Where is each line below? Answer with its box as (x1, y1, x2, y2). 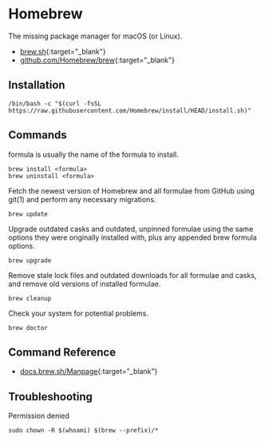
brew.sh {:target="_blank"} (19, 46, 106, 56)
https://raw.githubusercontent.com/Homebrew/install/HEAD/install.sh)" (8, 106, 251, 114)
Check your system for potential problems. (8, 309, 149, 318)
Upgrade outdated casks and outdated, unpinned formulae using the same (8, 224, 254, 233)
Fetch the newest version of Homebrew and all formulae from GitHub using (8, 185, 255, 196)
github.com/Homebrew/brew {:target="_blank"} (19, 55, 176, 65)
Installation (8, 78, 65, 92)
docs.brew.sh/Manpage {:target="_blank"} (19, 367, 158, 376)
